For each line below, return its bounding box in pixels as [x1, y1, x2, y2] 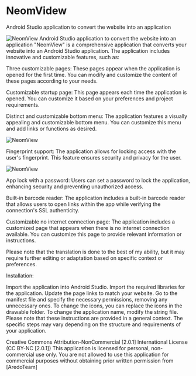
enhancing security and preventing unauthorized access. [6, 183, 144, 190]
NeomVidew [6, 4, 67, 18]
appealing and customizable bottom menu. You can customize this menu [6, 118, 181, 126]
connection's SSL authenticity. [6, 206, 80, 214]
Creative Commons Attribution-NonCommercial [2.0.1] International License [6, 338, 188, 345]
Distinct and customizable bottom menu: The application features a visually [6, 113, 188, 120]
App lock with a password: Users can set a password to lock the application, [6, 177, 190, 184]
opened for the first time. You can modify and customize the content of [6, 71, 177, 78]
